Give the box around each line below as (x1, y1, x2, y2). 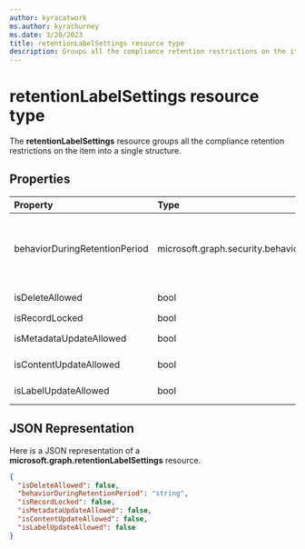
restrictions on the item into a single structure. (9, 145, 182, 156)
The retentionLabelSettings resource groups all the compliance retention (9, 135, 285, 146)
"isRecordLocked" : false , (17, 497, 116, 507)
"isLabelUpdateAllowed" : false (17, 523, 136, 532)
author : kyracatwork (9, 13, 88, 23)
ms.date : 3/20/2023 (9, 30, 84, 39)
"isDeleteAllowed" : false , (17, 481, 120, 490)
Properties (9, 172, 71, 187)
